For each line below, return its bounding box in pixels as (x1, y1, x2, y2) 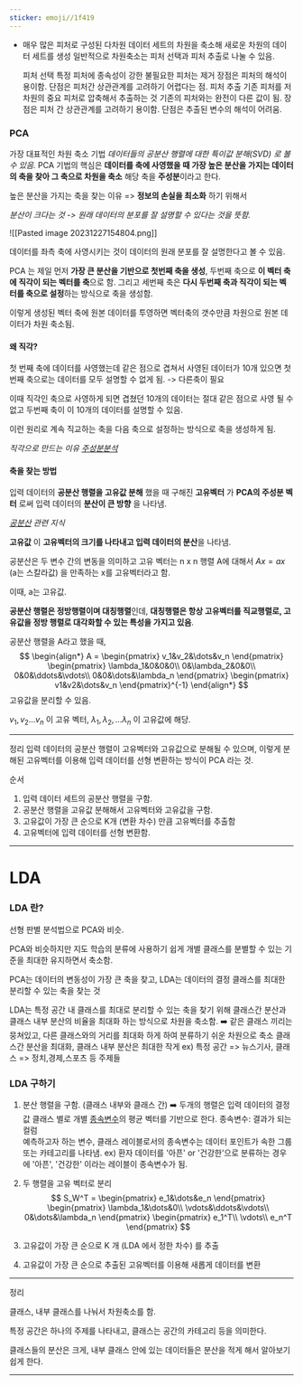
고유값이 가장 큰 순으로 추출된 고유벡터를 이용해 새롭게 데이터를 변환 (22, 1258, 262, 1270)
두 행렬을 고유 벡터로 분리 (22, 1177, 113, 1189)
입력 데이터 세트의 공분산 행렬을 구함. (22, 793, 153, 805)
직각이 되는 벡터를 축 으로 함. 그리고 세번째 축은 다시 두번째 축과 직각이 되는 (18, 277, 278, 287)
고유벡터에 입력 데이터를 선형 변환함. (22, 827, 151, 838)
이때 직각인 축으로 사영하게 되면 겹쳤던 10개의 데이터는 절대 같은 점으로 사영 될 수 (9, 393, 294, 404)
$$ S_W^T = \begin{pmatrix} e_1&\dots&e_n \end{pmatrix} (50, 1192, 266, 1203)
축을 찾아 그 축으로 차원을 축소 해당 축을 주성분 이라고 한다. (18, 171, 221, 182)
